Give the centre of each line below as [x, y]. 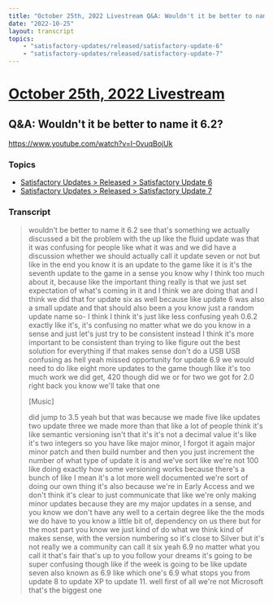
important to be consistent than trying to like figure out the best [134, 342]
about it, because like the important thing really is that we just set [137, 282]
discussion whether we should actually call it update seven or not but [144, 256]
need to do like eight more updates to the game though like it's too [139, 368]
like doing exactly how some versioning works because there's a [136, 469]
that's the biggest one [65, 590]
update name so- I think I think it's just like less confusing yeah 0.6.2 [143, 316]
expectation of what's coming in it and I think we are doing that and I [143, 291]
